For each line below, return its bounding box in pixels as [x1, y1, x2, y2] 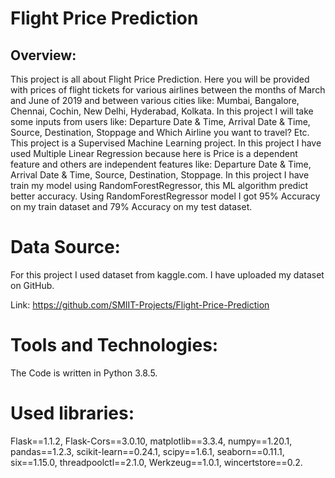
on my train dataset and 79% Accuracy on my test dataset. [10, 201, 253, 212]
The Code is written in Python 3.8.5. [10, 367, 158, 379]
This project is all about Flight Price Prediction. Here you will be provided [10, 73, 310, 85]
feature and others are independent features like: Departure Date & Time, [10, 158, 312, 170]
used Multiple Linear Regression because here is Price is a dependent [10, 148, 298, 159]
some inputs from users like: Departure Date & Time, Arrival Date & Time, [10, 116, 311, 127]
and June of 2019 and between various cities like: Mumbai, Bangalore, [10, 95, 300, 106]
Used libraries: [10, 402, 135, 425]
